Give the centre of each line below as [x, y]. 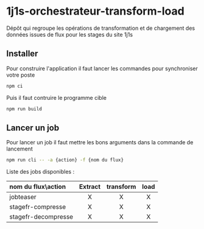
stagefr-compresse [38, 207]
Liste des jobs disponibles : [40, 172]
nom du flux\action [37, 187]
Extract [90, 187]
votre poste [21, 75]
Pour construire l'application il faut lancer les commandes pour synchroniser [102, 68]
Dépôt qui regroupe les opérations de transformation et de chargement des [101, 28]
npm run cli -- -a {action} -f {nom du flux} [65, 160]
